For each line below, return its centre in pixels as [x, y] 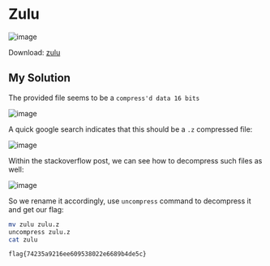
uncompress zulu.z [39, 232]
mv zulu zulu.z [34, 225]
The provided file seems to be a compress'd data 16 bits [104, 98]
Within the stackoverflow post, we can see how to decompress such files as [135, 160]
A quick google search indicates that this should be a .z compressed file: [131, 129]
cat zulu [23, 240]
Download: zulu [34, 52]
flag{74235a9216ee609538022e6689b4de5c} [78, 254]
